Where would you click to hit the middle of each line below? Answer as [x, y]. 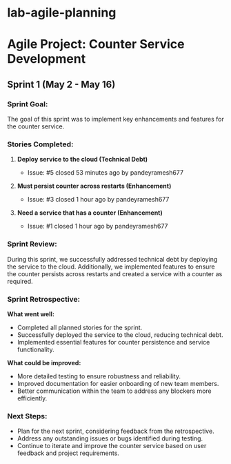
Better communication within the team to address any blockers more [114, 391]
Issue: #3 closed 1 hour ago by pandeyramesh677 [98, 200]
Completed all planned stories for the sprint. [80, 327]
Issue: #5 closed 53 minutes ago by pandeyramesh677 [106, 173]
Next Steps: [27, 416]
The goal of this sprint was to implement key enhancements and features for [115, 119]
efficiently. [32, 398]
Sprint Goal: [28, 104]
